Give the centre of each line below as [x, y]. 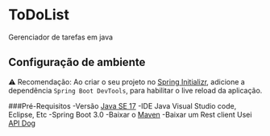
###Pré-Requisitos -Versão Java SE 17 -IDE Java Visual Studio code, [123, 105]
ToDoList [39, 15]
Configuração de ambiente [77, 62]
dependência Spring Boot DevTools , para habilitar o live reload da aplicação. [135, 90]
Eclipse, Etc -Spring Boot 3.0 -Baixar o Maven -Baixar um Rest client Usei [130, 114]
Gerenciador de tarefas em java [61, 37]
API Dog [22, 123]
